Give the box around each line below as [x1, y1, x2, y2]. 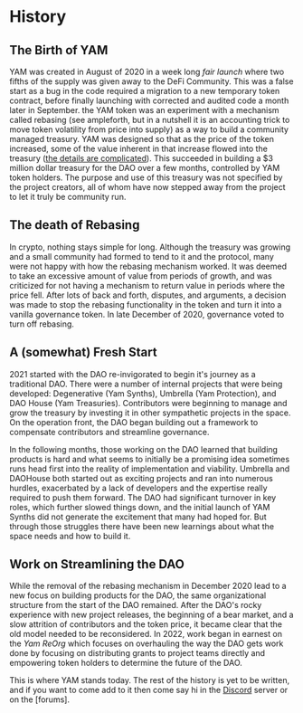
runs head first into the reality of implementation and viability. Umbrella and [9, 463, 290, 474]
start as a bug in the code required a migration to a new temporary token [9, 86, 280, 96]
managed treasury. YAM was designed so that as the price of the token [9, 134, 274, 144]
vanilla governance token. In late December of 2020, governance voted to [9, 309, 285, 319]
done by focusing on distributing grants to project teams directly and [9, 648, 265, 659]
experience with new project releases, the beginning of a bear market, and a [9, 609, 294, 621]
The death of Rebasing [9, 217, 140, 233]
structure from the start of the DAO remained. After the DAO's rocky [9, 600, 262, 611]
